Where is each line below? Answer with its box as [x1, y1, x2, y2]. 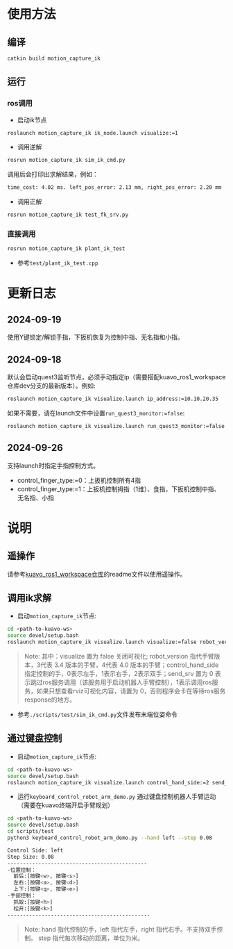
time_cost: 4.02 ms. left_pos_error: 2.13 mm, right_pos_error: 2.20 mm [7, 184, 222, 191]
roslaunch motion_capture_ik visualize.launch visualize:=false [7, 638, 197, 646]
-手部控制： [7, 892, 37, 900]
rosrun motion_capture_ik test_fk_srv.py [7, 211, 129, 219]
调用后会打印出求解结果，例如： [7, 170, 98, 179]
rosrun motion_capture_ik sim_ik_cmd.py [7, 157, 126, 164]
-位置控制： [7, 866, 37, 873]
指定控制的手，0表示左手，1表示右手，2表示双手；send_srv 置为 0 [24, 670, 214, 678]
